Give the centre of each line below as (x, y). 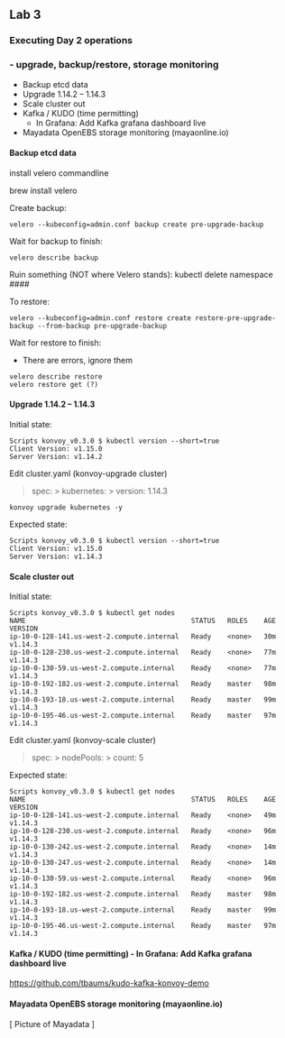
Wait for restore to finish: (55, 343)
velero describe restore (56, 377)
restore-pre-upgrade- (236, 318)
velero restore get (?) (54, 384)
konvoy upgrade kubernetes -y (66, 508)
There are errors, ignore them (78, 360)
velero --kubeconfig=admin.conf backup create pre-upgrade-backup (137, 225)
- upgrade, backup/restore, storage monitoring (114, 65)
